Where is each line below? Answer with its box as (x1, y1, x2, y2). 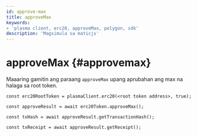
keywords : (6, 20, 31, 25)
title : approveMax (6, 14, 51, 20)
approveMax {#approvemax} (6, 56, 151, 70)
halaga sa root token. (6, 82, 57, 89)
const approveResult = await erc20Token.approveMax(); (6, 104, 144, 110)
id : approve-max (6, 8, 46, 15)
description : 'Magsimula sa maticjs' (6, 31, 99, 37)
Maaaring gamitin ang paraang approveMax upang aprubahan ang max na (6, 76, 183, 83)
